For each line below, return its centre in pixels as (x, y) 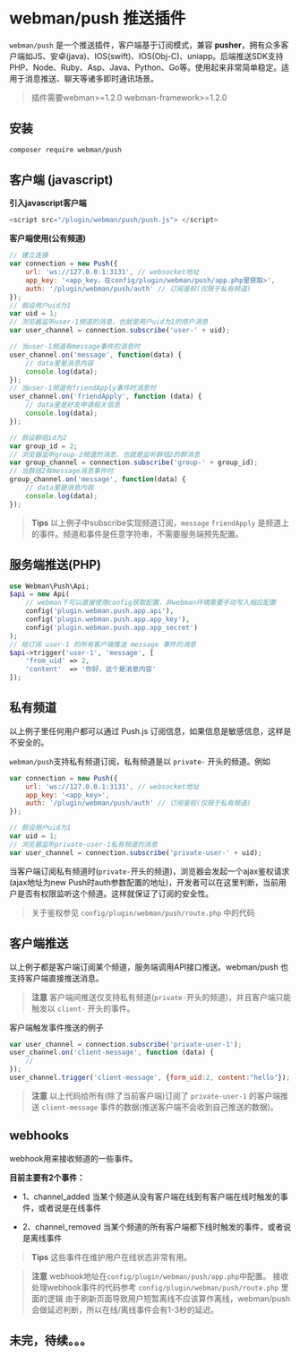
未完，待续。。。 (51, 1341)
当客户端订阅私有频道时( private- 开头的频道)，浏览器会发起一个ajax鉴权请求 (150, 871)
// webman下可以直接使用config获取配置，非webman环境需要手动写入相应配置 (151, 603)
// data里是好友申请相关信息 (73, 405)
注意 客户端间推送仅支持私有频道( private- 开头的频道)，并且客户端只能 (161, 997)
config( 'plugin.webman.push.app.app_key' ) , (108, 619)
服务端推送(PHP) (55, 565)
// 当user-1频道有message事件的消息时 (75, 347)
